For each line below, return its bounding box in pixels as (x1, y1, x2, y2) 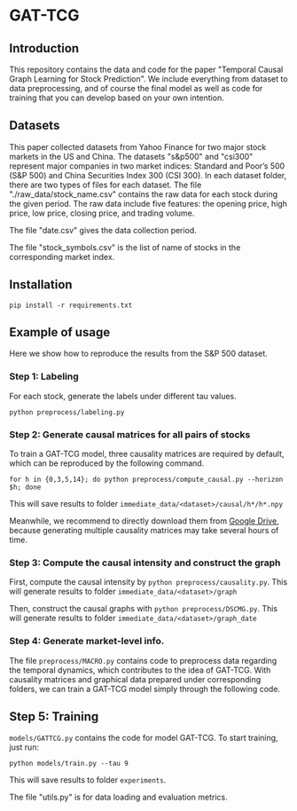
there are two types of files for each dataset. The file (9, 179, 202, 190)
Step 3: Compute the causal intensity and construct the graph (9, 556, 281, 569)
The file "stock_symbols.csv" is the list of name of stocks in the (9, 241, 241, 253)
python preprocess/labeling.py (9, 407, 125, 417)
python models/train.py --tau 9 (9, 760, 129, 768)
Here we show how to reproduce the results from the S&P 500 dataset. (9, 348, 268, 359)
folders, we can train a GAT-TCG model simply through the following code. (9, 683, 281, 694)
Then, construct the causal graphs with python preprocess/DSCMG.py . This (9, 603, 277, 614)
